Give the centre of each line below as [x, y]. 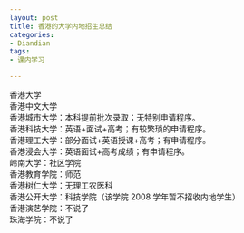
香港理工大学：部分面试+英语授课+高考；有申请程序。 [110, 140]
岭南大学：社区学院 [45, 163]
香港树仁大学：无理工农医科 [61, 185]
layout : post [34, 18]
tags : [20, 52]
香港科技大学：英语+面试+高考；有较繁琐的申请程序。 [110, 129]
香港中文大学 [33, 106]
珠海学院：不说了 [41, 219]
